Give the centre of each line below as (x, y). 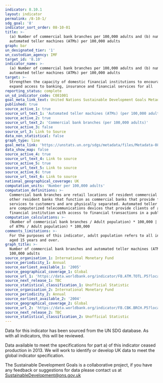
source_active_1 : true (28, 109)
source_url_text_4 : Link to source (41, 158)
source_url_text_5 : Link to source (41, 168)
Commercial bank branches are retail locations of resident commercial (83, 195)
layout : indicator (24, 14)
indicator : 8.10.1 (24, 9)
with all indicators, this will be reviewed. (45, 336)
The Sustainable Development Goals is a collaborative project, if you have (79, 365)
